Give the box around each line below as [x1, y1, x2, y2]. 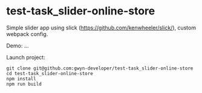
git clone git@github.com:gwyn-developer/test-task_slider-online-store [6, 65, 194, 71]
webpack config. [6, 30, 48, 37]
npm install [6, 76, 36, 82]
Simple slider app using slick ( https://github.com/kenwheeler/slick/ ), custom [6, 24, 197, 31]
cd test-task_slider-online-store [6, 70, 94, 76]
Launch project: [6, 53, 45, 61]
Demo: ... [6, 42, 29, 49]
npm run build [6, 81, 42, 87]
